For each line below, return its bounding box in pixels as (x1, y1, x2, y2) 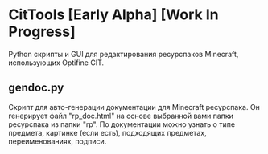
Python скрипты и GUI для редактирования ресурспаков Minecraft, (8, 49, 239, 59)
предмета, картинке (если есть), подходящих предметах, (8, 128, 207, 137)
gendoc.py (8, 81, 64, 95)
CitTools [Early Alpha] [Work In (8, 6, 219, 24)
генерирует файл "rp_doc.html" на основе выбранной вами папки (8, 111, 233, 120)
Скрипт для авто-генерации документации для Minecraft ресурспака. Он (8, 102, 260, 111)
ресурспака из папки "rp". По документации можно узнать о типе (8, 119, 236, 129)
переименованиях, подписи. (8, 136, 107, 146)
